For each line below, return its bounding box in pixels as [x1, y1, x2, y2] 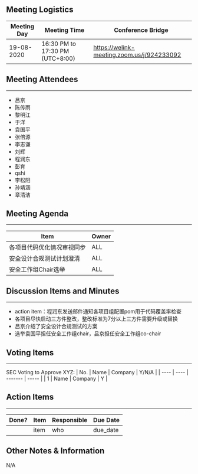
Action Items [6, 392, 54, 402]
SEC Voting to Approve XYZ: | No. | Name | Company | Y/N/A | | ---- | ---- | [6, 369, 189, 376]
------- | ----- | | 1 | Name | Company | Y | [6, 375, 108, 383]
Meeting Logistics [6, 5, 74, 15]
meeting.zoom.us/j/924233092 [93, 50, 181, 58]
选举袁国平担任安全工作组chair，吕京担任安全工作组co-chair [14, 330, 161, 337]
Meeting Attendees [6, 74, 78, 84]
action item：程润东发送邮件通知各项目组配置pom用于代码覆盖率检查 [14, 308, 181, 315]
